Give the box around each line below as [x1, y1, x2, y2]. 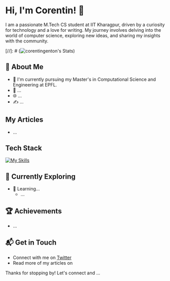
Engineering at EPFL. [12, 81, 58, 88]
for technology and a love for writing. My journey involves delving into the [5, 27, 161, 33]
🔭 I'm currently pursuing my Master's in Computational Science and [12, 76, 156, 82]
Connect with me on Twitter [12, 254, 72, 261]
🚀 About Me [5, 62, 44, 71]
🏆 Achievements [5, 207, 62, 215]
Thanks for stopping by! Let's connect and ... [5, 270, 101, 276]
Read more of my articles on [12, 260, 73, 266]
